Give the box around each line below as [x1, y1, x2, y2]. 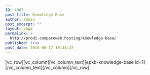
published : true [5, 41, 40, 46]
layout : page [5, 26, 33, 31]
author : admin [5, 17, 35, 22]
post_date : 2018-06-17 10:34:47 [5, 45, 73, 50]
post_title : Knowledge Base [5, 12, 65, 17]
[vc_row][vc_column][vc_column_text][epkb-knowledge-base [5, 59, 134, 65]
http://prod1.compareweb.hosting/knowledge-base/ [10, 36, 117, 41]
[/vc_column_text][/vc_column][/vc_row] [5, 64, 90, 70]
